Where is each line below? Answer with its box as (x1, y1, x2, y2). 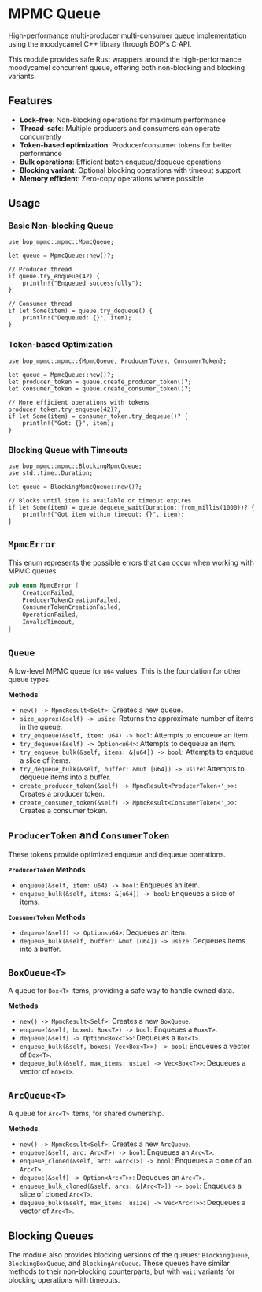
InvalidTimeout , (22, 618, 76, 626)
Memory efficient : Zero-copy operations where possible (19, 174, 205, 183)
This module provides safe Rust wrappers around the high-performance (8, 54, 242, 64)
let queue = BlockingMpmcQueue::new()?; (8, 483, 143, 491)
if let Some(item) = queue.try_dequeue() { (8, 307, 153, 316)
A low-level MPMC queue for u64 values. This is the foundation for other (8, 666, 242, 675)
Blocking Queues (8, 1229, 94, 1242)
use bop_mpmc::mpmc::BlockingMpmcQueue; (8, 462, 143, 470)
